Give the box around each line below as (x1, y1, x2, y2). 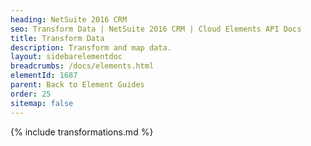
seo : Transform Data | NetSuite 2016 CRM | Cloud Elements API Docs (10, 24, 302, 34)
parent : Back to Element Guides (10, 80, 145, 90)
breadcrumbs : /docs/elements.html (10, 61, 155, 71)
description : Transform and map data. (10, 42, 172, 53)
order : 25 (10, 89, 52, 99)
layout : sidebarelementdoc (10, 52, 123, 62)
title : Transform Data (10, 33, 105, 43)
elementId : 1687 (10, 71, 78, 81)
